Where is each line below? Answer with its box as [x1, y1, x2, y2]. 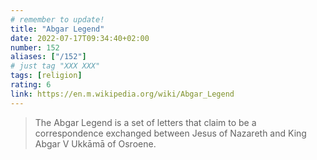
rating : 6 [10, 80, 52, 90]
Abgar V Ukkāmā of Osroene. [34, 137, 157, 150]
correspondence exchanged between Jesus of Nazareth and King [34, 127, 307, 139]
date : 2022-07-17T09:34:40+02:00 [10, 33, 150, 43]
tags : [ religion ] [10, 71, 83, 81]
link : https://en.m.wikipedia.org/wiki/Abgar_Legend [10, 89, 235, 99]
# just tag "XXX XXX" [10, 61, 101, 71]
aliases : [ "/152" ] [10, 52, 87, 62]
